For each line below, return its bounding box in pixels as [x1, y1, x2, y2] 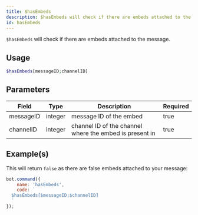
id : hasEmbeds [6, 19, 41, 25]
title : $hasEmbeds [6, 8, 51, 15]
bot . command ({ [6, 176, 41, 182]
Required [163, 102, 189, 110]
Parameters [6, 85, 50, 95]
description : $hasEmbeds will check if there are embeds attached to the [6, 14, 192, 20]
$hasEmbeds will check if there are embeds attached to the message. [6, 36, 171, 43]
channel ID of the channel [71, 121, 143, 130]
